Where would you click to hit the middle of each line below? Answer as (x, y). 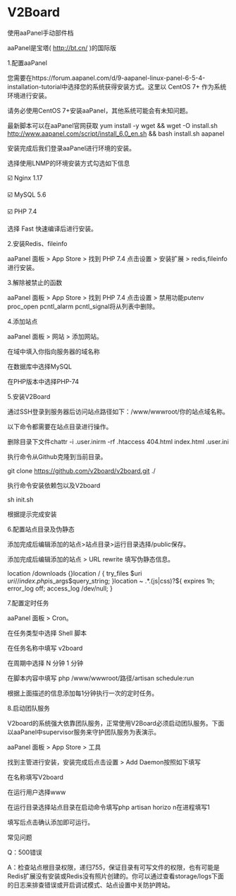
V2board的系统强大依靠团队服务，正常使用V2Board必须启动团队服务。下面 (116, 723)
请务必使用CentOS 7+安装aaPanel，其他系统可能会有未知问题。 (100, 110)
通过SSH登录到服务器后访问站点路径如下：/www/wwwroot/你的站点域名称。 (118, 412)
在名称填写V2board (35, 777)
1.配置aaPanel (27, 63)
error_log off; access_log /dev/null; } (60, 588)
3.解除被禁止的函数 (35, 282)
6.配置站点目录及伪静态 (41, 529)
